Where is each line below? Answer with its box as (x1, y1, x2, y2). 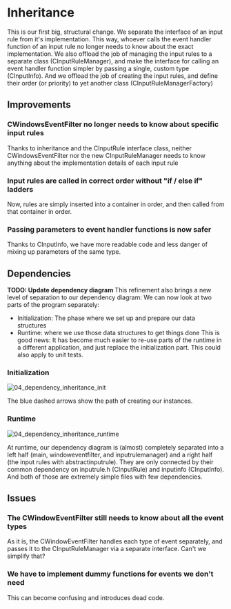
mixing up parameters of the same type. (7, 248, 121, 256)
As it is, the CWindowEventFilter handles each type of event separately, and (7, 537, 223, 546)
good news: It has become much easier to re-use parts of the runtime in (17, 336, 222, 344)
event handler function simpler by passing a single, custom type (7, 64, 190, 72)
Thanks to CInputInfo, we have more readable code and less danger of (7, 240, 208, 249)
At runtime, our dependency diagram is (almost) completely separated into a (7, 443, 224, 451)
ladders (7, 184, 34, 194)
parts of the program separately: (7, 301, 100, 309)
